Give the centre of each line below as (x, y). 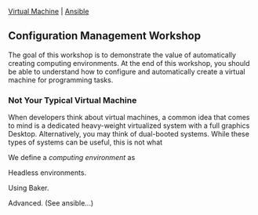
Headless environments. (47, 173)
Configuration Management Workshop (105, 36)
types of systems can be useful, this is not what (85, 142)
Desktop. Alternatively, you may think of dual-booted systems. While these (129, 134)
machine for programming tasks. (61, 80)
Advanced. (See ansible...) (51, 203)
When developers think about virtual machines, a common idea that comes (129, 118)
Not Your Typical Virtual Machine (73, 100)
